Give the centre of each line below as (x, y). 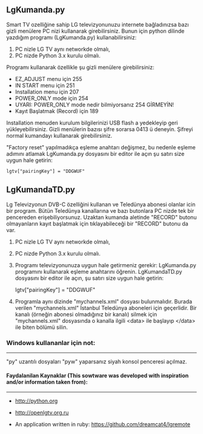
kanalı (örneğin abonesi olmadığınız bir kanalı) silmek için (86, 314)
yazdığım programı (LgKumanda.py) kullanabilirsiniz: (72, 37)
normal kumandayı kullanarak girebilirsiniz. (60, 135)
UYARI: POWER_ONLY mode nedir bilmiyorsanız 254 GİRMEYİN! (94, 105)
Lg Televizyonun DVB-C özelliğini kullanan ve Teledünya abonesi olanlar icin (101, 204)
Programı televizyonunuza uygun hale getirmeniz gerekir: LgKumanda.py (105, 265)
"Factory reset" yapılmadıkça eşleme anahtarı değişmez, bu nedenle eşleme (101, 147)
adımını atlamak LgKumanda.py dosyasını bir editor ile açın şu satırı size (95, 154)
